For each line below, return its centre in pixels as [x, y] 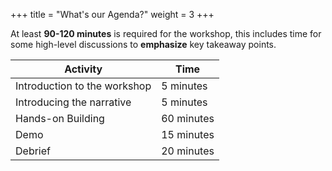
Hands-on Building [60, 118]
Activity [83, 69]
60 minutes [188, 118]
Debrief [33, 151]
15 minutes [188, 134]
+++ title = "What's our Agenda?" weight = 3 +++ [112, 14]
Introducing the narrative [73, 102]
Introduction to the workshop [83, 86]
